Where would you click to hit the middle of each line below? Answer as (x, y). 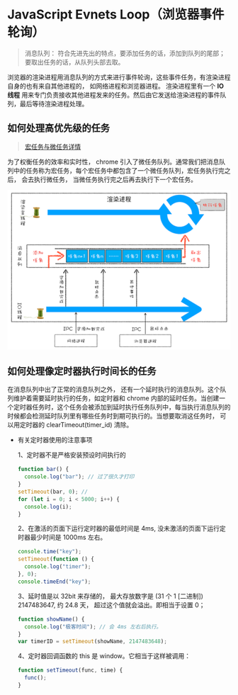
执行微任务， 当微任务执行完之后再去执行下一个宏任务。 (115, 179)
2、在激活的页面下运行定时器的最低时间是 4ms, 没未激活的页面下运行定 (121, 529)
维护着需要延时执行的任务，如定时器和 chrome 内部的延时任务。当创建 (116, 398)
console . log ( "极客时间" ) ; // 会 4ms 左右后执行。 (93, 627)
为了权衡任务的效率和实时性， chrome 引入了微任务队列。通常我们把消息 (113, 162)
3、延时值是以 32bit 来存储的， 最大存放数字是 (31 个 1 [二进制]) (110, 596)
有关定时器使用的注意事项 (55, 440)
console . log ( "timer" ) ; (58, 567)
